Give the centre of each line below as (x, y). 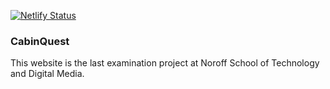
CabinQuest (40, 41)
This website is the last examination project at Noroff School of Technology (165, 63)
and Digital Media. (47, 74)
